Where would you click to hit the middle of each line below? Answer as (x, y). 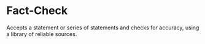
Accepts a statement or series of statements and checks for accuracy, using (103, 28)
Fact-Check (37, 11)
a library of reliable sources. (42, 34)
